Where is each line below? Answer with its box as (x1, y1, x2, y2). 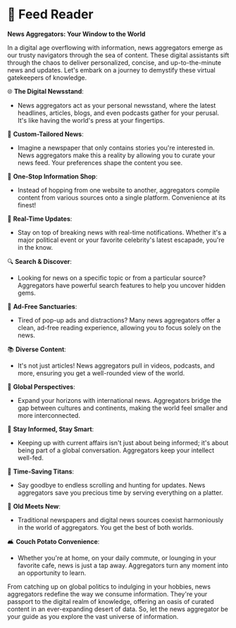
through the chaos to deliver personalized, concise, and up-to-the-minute (7, 58, 222, 66)
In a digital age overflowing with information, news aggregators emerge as (7, 43, 223, 52)
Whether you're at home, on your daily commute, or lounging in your (17, 553, 217, 562)
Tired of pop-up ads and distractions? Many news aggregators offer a (17, 315, 221, 324)
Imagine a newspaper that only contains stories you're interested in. (17, 143, 215, 152)
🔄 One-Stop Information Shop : (7, 172, 98, 181)
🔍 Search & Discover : (7, 257, 73, 265)
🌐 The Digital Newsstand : (7, 87, 85, 95)
